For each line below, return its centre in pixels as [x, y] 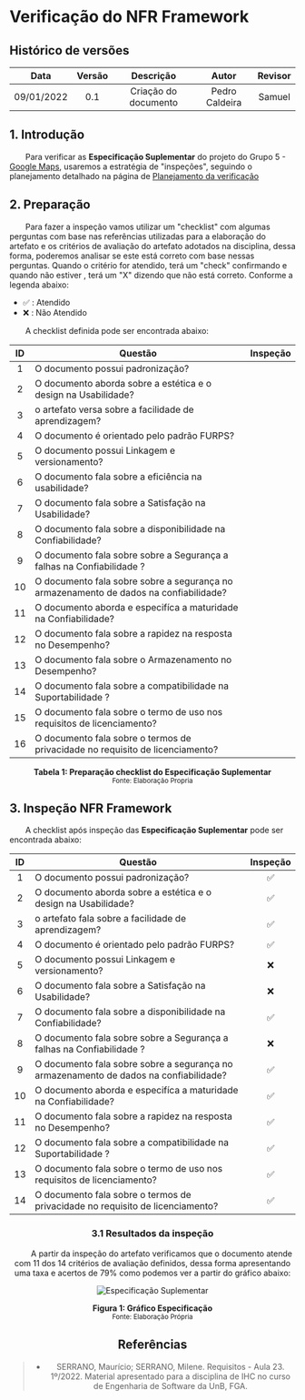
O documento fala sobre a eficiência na [118, 477]
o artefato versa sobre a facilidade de [114, 409]
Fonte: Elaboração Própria [152, 1316]
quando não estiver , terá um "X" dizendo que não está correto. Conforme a [151, 275]
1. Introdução [47, 135]
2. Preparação [50, 205]
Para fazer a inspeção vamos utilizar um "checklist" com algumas [148, 227]
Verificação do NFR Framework [129, 17]
